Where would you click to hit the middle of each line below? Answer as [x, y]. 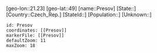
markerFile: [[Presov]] [35, 36]
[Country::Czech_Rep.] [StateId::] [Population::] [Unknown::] [79, 15]
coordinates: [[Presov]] [36, 30]
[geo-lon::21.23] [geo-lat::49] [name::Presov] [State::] [71, 8]
